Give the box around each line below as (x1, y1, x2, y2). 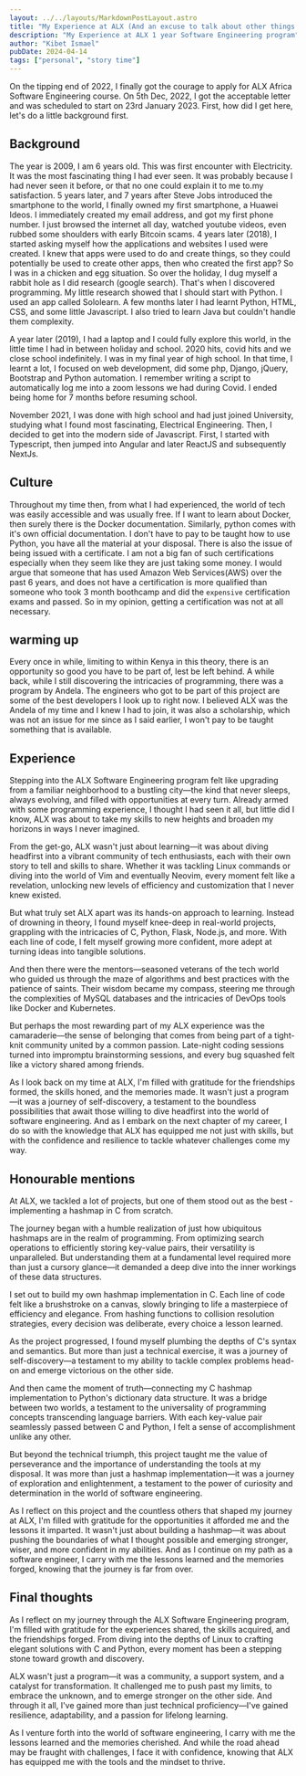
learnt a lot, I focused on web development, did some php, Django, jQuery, (9, 363, 289, 373)
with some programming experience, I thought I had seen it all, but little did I (9, 804, 295, 815)
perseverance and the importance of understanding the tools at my (9, 1458, 261, 1470)
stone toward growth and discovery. (9, 1653, 145, 1664)
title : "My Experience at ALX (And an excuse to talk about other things (9, 22, 296, 31)
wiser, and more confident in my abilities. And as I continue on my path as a (9, 1544, 293, 1555)
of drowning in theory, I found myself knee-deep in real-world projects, (9, 917, 276, 928)
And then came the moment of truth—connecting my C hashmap (9, 1382, 252, 1393)
